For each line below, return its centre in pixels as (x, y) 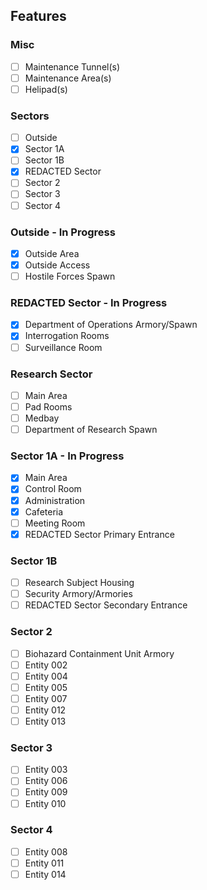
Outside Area (52, 253)
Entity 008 (46, 851)
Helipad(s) (46, 89)
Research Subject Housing (79, 583)
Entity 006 (46, 781)
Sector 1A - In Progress (67, 456)
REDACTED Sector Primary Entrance (99, 534)
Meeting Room (55, 523)
